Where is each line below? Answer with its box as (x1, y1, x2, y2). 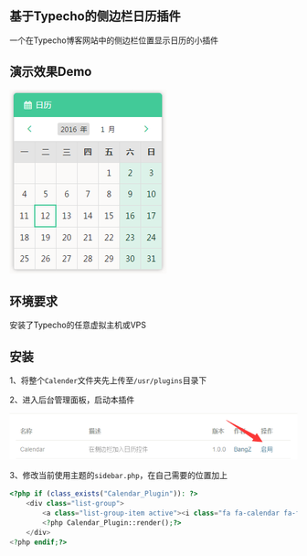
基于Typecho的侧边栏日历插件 (9, 8, 181, 25)
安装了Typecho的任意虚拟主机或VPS (9, 319, 147, 331)
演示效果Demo (9, 64, 92, 80)
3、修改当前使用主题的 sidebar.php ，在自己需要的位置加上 (9, 470, 228, 481)
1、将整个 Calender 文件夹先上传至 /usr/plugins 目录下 (9, 375, 207, 386)
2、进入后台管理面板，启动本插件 (9, 394, 135, 405)
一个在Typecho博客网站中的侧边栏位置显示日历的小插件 (9, 35, 219, 46)
